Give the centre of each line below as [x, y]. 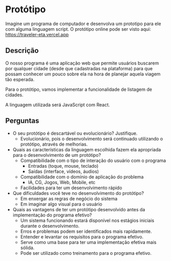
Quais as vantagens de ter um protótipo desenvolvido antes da [79, 209]
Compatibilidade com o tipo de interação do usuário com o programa [93, 160]
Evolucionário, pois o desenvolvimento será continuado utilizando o [92, 138]
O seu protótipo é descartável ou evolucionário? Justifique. [75, 133]
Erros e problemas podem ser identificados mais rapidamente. [86, 231]
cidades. [14, 95]
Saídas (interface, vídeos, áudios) [63, 171]
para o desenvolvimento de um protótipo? [57, 155]
